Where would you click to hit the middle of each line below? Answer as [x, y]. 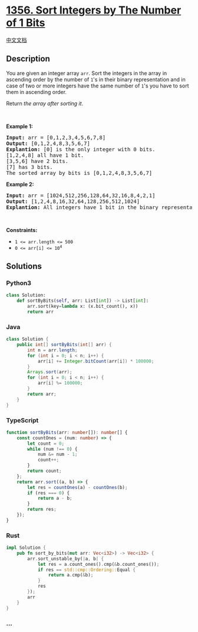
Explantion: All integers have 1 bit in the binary [82, 207]
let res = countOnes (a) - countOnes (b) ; [77, 487]
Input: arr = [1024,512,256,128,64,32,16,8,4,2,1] [81, 195]
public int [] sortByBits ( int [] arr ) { [64, 345]
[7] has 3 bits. [29, 167]
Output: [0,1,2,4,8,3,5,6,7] [48, 143]
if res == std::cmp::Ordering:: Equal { [86, 570]
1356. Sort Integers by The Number [94, 10]
